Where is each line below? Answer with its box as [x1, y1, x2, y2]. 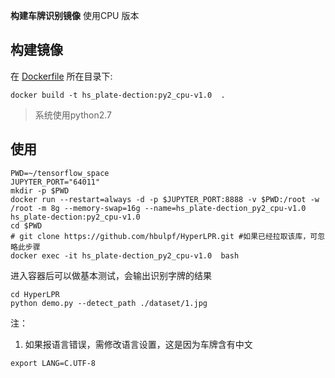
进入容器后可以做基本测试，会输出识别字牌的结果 [10, 269, 212, 281]
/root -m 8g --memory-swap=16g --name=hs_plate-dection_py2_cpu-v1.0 [10, 203, 307, 213]
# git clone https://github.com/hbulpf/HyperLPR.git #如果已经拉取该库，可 [10, 231, 318, 241]
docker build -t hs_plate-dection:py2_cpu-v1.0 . [10, 90, 226, 100]
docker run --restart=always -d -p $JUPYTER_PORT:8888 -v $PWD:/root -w [10, 194, 320, 204]
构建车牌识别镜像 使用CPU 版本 [10, 10, 140, 21]
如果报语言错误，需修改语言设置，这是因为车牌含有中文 [24, 338, 253, 350]
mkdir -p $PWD [10, 185, 70, 196]
